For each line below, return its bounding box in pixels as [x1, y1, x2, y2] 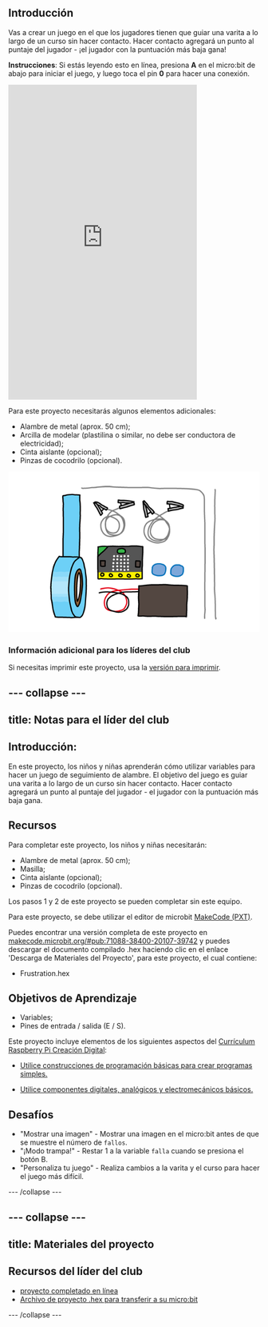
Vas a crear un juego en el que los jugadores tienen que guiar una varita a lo [8, 27, 258, 37]
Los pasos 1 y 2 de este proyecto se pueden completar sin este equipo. [8, 896, 242, 906]
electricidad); [19, 438, 64, 448]
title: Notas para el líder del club [8, 713, 170, 726]
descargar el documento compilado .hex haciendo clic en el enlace [8, 944, 229, 954]
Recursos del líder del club [8, 1265, 144, 1278]
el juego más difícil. [19, 1172, 84, 1181]
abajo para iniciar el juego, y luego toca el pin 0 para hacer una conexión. [8, 68, 250, 78]
